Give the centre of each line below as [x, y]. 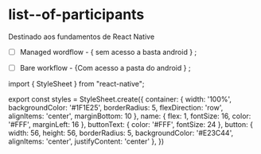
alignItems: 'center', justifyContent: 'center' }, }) [86, 141]
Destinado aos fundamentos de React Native [82, 37]
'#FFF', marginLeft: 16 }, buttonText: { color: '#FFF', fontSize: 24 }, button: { [130, 125]
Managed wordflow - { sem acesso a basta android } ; [108, 52]
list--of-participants [76, 15]
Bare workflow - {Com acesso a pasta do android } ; [105, 68]
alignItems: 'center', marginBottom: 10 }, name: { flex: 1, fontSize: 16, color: [130, 116]
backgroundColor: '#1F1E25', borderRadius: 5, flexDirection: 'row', [116, 108]
